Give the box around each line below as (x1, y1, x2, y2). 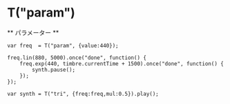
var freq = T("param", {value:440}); (7, 42, 119, 49)
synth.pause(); (32, 66, 76, 73)
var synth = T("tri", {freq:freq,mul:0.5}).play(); (7, 90, 159, 97)
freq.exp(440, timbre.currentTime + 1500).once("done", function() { (19, 60, 224, 67)
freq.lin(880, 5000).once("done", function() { (7, 54, 147, 61)
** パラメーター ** (7, 28, 59, 37)
